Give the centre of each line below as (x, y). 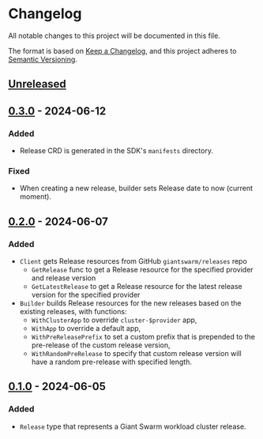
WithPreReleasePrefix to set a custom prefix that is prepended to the (143, 337)
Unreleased (38, 84)
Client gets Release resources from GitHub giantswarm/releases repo (133, 261)
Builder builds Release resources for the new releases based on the (130, 303)
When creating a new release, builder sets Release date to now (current (136, 188)
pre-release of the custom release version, (101, 345)
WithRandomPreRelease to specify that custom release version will (137, 353)
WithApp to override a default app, (86, 328)
